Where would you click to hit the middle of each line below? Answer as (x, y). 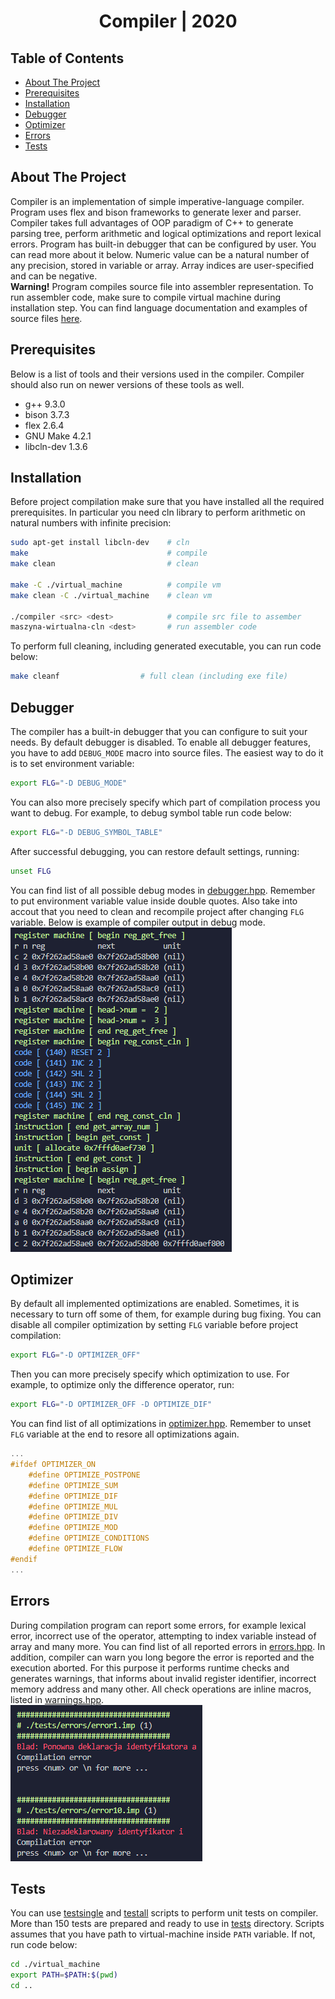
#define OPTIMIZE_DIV (73, 1517)
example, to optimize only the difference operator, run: (122, 1385)
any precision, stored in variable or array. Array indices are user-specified (162, 265)
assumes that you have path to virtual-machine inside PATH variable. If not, (163, 1934)
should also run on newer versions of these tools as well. (127, 384)
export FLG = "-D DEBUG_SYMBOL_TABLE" (86, 832)
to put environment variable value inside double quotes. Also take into (154, 901)
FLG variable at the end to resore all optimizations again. (125, 1434)
